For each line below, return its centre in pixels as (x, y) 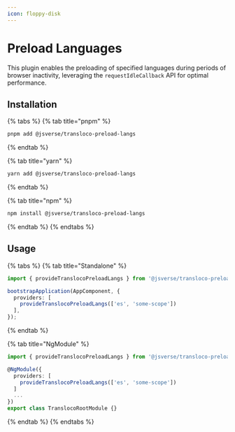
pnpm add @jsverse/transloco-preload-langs (72, 134)
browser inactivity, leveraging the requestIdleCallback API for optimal (108, 75)
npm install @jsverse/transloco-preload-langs (76, 214)
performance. (27, 82)
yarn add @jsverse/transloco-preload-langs (72, 174)
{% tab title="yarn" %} (40, 161)
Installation (32, 105)
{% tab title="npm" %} (40, 201)
